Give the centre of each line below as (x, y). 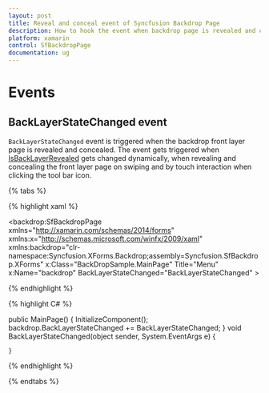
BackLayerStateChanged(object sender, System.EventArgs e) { (112, 336)
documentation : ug (39, 53)
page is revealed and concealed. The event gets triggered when (114, 150)
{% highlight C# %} (40, 304)
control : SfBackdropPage (50, 46)
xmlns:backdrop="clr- (44, 247)
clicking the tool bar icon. (50, 175)
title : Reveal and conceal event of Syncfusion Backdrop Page (114, 23)
